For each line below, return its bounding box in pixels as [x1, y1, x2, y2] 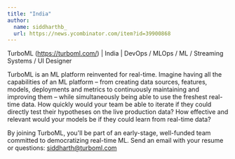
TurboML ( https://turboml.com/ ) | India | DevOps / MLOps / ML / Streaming [7, 49, 224, 58]
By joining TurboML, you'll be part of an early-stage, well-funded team [7, 129, 211, 137]
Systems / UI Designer [7, 57, 72, 65]
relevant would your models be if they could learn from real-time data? [7, 115, 212, 124]
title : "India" [7, 10, 52, 18]
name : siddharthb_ [13, 23, 68, 30]
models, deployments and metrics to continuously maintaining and [7, 85, 200, 94]
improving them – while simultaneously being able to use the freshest [7, 93, 208, 101]
